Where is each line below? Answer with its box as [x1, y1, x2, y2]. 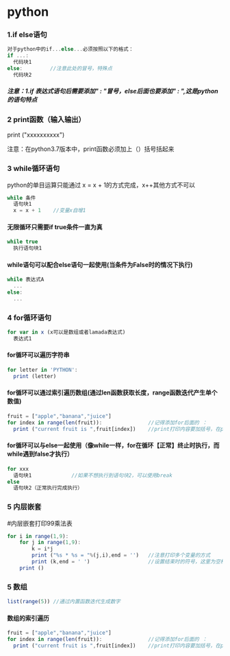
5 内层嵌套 [7, 502, 42, 512]
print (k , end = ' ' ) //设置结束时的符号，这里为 [31, 559, 216, 565]
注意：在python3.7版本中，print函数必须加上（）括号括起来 [7, 145, 175, 153]
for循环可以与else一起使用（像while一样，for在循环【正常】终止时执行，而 [7, 441, 220, 449]
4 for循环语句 [7, 313, 52, 323]
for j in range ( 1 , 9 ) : [19, 539, 81, 546]
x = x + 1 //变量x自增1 [13, 207, 86, 214]
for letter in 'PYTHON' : [7, 366, 78, 374]
